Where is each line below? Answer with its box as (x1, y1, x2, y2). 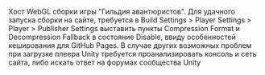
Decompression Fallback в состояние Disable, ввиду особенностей (8, 32, 236, 41)
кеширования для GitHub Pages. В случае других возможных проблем (8, 41, 252, 50)
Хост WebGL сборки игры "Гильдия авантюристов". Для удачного (8, 7, 236, 16)
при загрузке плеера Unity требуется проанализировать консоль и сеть (8, 49, 257, 58)
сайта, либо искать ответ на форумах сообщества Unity (8, 57, 201, 67)
